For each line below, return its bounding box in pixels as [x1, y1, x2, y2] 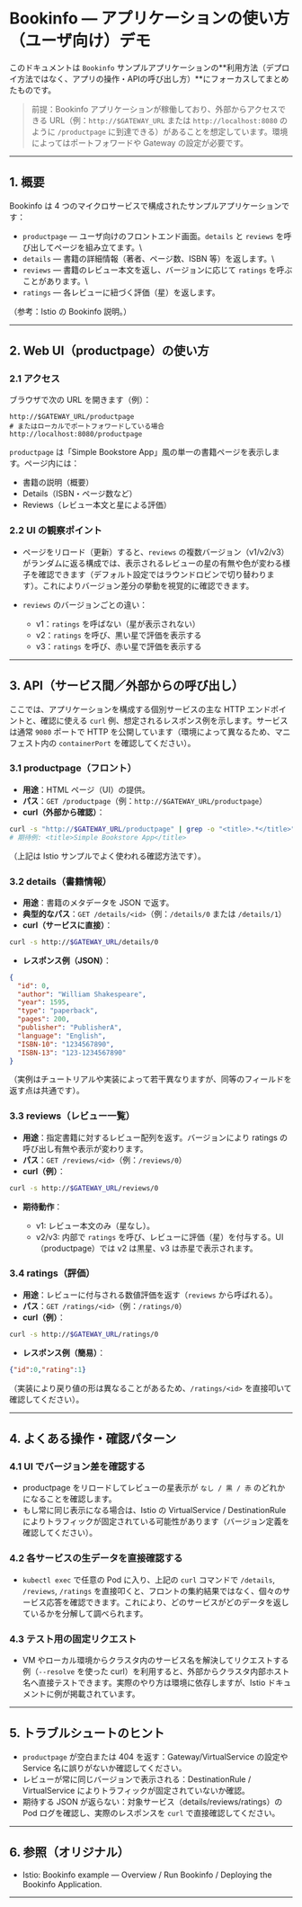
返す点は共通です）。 [9, 1085, 84, 1096]
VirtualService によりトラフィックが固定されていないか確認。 [22, 1785, 250, 1796]
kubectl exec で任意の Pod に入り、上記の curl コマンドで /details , [22, 1574, 276, 1585]
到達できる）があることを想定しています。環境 [115, 126, 289, 137]
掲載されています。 [69, 1688, 140, 1699]
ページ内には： [23, 458, 80, 468]
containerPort [58, 739, 112, 748]
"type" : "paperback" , [17, 1006, 99, 1016]
